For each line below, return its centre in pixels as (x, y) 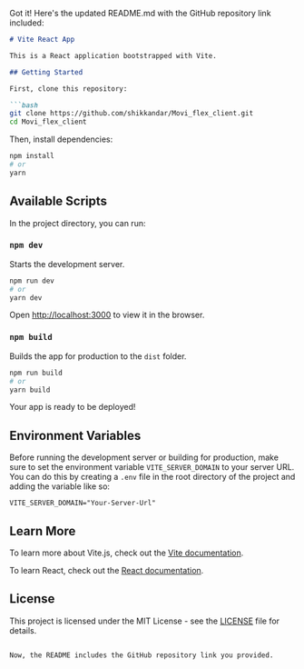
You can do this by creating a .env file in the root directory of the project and (152, 477)
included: (27, 23)
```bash (24, 105)
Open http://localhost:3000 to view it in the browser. (107, 315)
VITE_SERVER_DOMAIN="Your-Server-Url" (83, 504)
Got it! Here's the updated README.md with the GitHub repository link (140, 13)
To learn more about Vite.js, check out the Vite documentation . (127, 553)
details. (23, 630)
